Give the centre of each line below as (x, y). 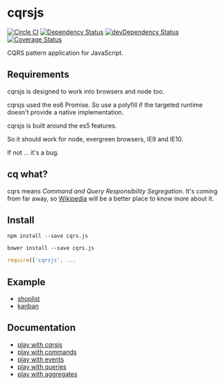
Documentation (42, 328)
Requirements (38, 75)
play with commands (47, 352)
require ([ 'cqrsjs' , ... (42, 260)
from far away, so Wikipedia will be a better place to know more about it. (111, 198)
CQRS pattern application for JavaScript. (65, 53)
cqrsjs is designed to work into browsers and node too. (86, 91)
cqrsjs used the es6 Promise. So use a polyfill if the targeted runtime (105, 105)
